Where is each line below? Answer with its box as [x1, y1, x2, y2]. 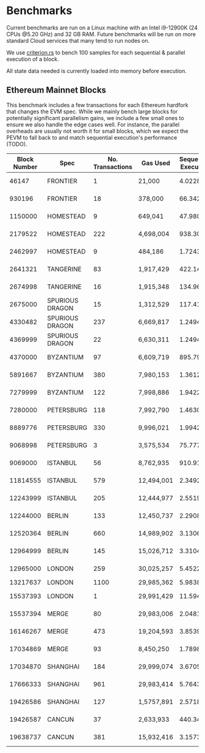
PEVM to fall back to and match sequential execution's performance [6, 134, 178, 141]
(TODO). [6, 140, 27, 148]
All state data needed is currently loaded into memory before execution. [6, 67, 187, 74]
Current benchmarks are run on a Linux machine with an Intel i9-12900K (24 [6, 24, 198, 31]
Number [13, 162, 38, 171]
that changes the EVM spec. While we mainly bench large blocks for [6, 108, 178, 115]
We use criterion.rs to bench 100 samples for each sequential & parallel [6, 48, 185, 56]
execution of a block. [6, 55, 59, 62]
